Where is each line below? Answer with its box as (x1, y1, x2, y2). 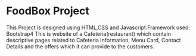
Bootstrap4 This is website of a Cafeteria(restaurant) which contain (6, 30, 172, 37)
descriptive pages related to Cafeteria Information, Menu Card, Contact (6, 36, 181, 43)
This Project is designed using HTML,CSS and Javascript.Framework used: (6, 24, 191, 31)
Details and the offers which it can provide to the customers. (6, 43, 155, 50)
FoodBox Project (6, 4, 89, 18)
